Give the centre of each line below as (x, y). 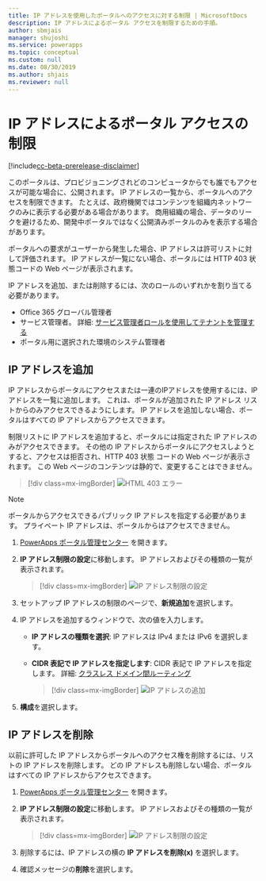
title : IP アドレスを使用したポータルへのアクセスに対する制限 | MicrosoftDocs (128, 15)
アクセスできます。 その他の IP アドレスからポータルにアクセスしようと (138, 447)
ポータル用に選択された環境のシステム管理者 (93, 342)
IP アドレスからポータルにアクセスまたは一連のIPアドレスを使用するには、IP (133, 390)
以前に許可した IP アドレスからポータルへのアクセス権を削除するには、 (124, 756)
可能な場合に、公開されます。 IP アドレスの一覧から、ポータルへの (131, 192)
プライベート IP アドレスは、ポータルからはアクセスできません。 (129, 525)
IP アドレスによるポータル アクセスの (129, 123)
